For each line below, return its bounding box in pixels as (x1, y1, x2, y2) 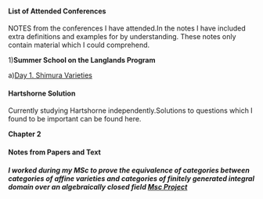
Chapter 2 (8, 129, 41, 139)
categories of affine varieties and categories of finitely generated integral (8, 173, 254, 183)
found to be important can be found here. (8, 114, 142, 124)
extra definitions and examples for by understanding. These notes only (8, 32, 236, 42)
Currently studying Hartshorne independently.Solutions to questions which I (8, 106, 253, 115)
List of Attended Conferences (8, 6, 106, 16)
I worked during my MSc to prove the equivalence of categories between (8, 165, 250, 175)
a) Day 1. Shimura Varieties (8, 71, 92, 80)
